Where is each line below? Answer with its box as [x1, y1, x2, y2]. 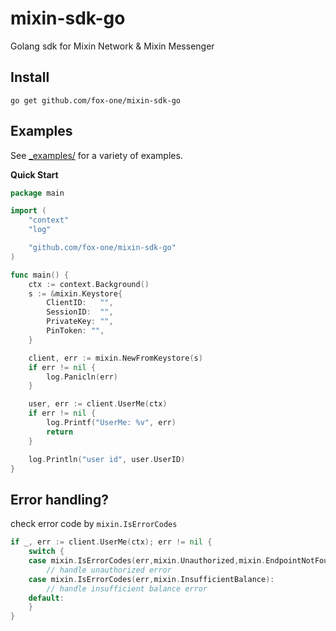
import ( [10, 206, 47, 216]
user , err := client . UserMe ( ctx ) [28, 399, 168, 409]
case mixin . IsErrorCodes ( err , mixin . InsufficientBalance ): [28, 574, 275, 584]
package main [10, 188, 65, 198]
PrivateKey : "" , [46, 317, 114, 327]
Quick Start [10, 168, 59, 181]
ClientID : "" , [46, 298, 114, 308]
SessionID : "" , [46, 307, 114, 317]
